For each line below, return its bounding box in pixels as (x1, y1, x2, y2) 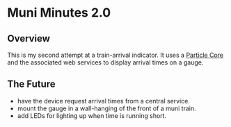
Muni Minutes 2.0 (7, 5, 111, 21)
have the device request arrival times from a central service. (17, 96, 190, 105)
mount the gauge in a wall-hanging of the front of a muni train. (17, 104, 196, 112)
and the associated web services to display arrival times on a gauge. (7, 58, 204, 67)
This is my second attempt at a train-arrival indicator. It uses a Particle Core (7, 51, 224, 59)
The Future (7, 78, 56, 90)
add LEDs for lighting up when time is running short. (17, 111, 167, 119)
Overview (7, 33, 51, 44)
